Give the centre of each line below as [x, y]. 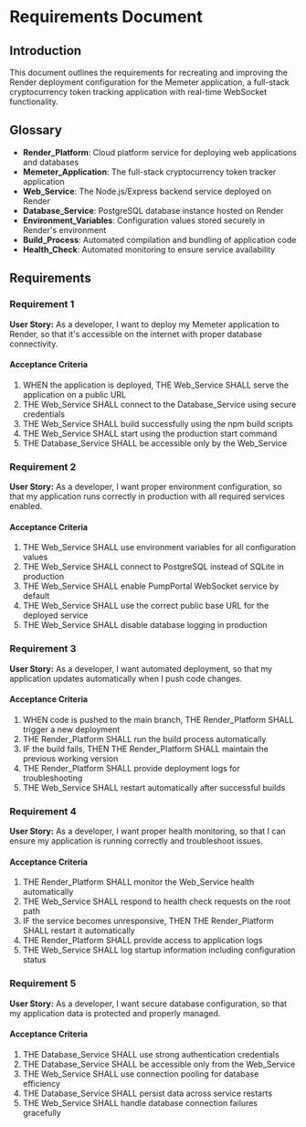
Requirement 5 [43, 983]
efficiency [42, 1083]
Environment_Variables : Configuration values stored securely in [144, 220]
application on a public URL [74, 394]
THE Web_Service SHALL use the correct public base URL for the [146, 606]
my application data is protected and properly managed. [115, 1013]
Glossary [36, 130]
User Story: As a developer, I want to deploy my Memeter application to [145, 324]
